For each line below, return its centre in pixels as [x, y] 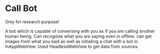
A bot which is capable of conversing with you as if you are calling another [80, 31]
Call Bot [21, 8]
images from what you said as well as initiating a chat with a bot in [71, 41]
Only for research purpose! [32, 22]
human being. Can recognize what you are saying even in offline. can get [79, 36]
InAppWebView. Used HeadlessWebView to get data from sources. [72, 46]
